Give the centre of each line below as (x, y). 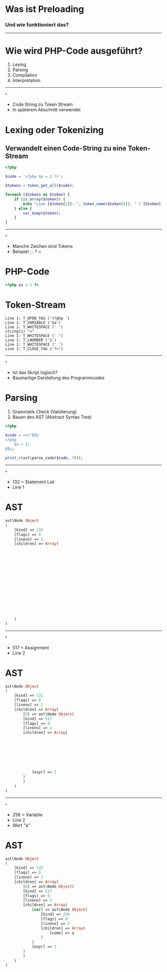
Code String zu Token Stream (42, 104)
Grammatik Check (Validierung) (44, 411)
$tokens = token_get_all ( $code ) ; (40, 186)
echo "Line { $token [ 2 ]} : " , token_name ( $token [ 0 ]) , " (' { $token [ (92, 204)
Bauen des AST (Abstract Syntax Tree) (52, 417)
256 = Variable (28, 814)
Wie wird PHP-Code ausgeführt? (74, 51)
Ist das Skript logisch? (35, 372)
